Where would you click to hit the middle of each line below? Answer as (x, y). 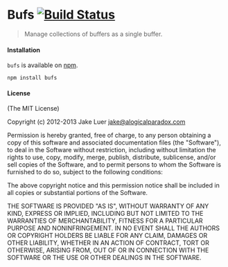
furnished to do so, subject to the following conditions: (85, 172)
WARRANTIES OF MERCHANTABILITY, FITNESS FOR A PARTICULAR (105, 221)
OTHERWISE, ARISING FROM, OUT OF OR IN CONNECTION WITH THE (108, 250)
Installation (24, 50)
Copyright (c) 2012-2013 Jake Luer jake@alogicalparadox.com (96, 122)
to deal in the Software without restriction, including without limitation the (112, 150)
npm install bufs (32, 78)
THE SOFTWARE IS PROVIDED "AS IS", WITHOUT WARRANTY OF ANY (108, 206)
